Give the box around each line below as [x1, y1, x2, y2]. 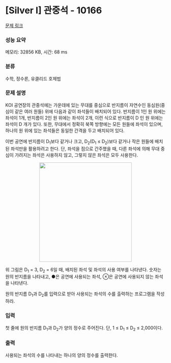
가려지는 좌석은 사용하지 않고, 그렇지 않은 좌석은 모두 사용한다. [14, 152, 138, 158]
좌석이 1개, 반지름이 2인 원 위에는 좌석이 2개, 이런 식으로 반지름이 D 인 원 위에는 [5, 115, 163, 121]
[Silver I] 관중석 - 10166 [5, 5, 102, 16]
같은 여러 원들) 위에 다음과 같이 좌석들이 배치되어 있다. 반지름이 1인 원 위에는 [14, 108, 166, 115]
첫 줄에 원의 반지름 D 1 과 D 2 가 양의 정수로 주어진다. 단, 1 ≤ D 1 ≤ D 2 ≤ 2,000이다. [5, 324, 163, 332]
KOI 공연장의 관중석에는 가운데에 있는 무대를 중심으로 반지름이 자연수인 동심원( [5, 102, 161, 108]
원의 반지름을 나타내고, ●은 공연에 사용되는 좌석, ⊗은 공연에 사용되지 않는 [5, 273, 154, 280]
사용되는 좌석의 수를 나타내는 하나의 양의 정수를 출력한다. [5, 352, 118, 358]
